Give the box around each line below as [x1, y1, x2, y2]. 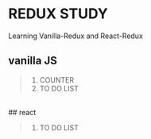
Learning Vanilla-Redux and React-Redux [8, 31, 143, 41]
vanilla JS [8, 54, 57, 68]
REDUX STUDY [8, 5, 109, 23]
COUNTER [39, 75, 74, 84]
